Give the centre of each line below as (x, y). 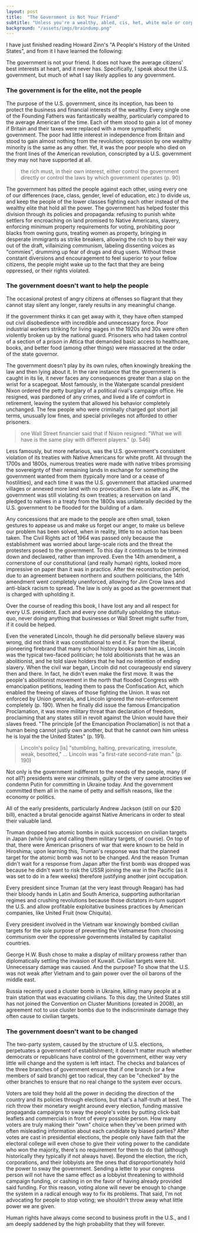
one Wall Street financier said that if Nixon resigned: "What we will (101, 433)
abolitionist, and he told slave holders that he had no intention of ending (93, 661)
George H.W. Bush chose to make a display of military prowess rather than (96, 954)
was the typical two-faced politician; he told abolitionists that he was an (93, 655)
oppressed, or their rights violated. (48, 270)
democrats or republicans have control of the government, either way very (97, 1057)
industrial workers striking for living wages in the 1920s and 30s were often (97, 329)
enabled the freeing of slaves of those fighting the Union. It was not (88, 692)
